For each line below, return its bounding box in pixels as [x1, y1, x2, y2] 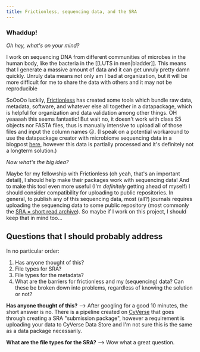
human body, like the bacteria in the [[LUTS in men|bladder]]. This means [6, 59, 186, 67]
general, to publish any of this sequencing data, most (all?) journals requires [6, 195, 192, 202]
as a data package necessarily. [6, 327, 82, 334]
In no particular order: [6, 247, 60, 254]
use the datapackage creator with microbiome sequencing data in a [6, 134, 172, 142]
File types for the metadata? [14, 271, 85, 278]
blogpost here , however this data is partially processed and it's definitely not [6, 140, 194, 147]
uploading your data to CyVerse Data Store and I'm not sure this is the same [6, 320, 192, 328]
